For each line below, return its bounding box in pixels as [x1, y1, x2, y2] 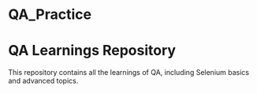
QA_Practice [8, 6, 92, 24]
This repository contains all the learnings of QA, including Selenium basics [8, 68, 250, 77]
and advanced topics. [8, 76, 79, 86]
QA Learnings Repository [8, 42, 176, 60]
